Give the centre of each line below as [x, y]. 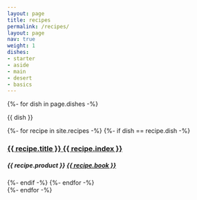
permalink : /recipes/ [38, 26]
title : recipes [29, 20]
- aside [18, 65]
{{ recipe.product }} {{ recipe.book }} [62, 165]
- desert [20, 78]
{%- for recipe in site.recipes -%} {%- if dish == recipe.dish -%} [99, 131]
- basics [20, 84]
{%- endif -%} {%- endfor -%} [51, 183]
